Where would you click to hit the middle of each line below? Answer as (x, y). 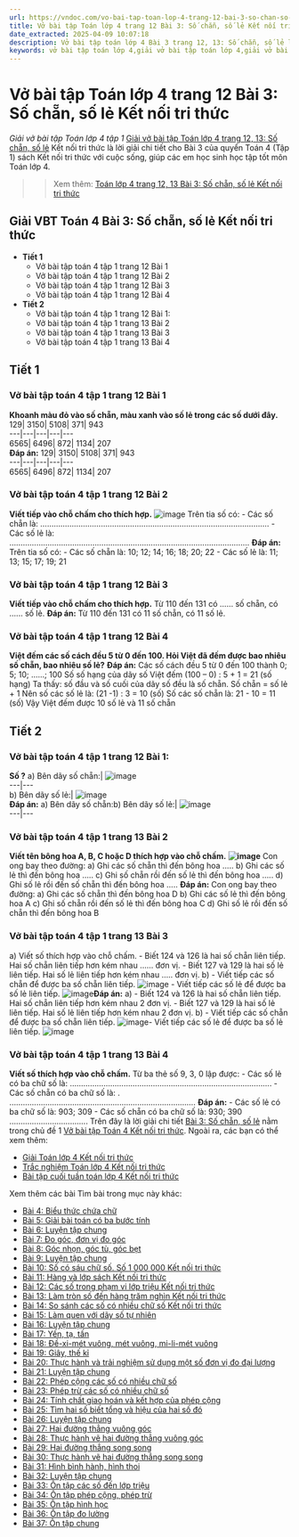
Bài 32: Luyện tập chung (67, 1476)
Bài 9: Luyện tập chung (65, 1258)
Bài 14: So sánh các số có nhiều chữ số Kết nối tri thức (122, 1305)
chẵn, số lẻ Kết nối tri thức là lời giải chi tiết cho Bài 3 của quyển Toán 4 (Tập (149, 148)
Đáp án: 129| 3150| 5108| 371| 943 (72, 453)
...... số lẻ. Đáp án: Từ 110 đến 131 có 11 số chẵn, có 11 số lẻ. (117, 613)
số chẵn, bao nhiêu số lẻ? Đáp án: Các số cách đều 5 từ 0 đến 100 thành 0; (148, 666)
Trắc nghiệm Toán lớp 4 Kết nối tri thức (94, 1167)
